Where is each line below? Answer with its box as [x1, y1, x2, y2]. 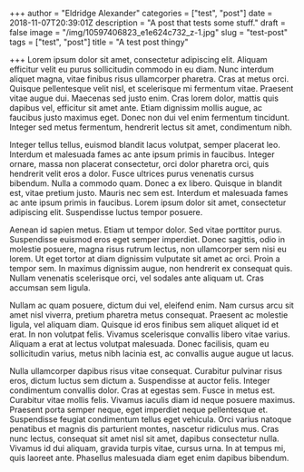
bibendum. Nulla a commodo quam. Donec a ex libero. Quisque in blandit [9, 178, 283, 189]
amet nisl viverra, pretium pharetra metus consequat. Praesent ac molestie [9, 310, 289, 320]
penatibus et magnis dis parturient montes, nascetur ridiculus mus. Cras [9, 424, 279, 434]
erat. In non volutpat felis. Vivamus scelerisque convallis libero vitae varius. [9, 329, 290, 339]
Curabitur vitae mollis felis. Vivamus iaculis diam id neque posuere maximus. [9, 395, 296, 405]
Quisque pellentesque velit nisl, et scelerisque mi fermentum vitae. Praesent [9, 84, 294, 93]
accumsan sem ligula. [9, 282, 91, 293]
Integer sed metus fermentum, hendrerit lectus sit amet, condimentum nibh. [9, 122, 293, 133]
